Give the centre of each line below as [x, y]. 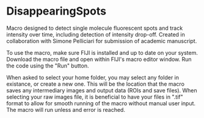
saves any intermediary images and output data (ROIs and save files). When [102, 90]
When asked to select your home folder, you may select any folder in [93, 77]
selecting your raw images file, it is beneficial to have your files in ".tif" [95, 97]
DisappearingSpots [56, 11]
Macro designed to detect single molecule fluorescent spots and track [95, 28]
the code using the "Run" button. [48, 66]
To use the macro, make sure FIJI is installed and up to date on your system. [102, 52]
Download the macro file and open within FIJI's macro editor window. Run [99, 59]
